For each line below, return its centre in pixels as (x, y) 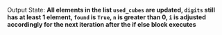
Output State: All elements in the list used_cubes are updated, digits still (111, 10)
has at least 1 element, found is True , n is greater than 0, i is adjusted (107, 17)
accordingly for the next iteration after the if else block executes (102, 24)
